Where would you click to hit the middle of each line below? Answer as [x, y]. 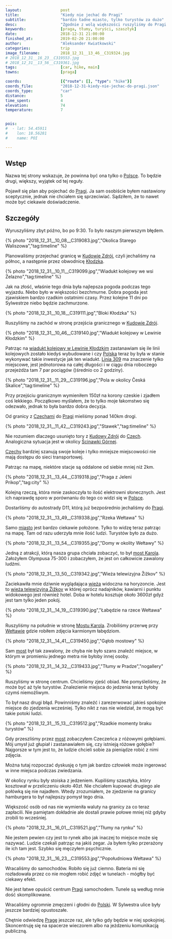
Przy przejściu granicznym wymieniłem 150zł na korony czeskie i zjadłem [83, 395]
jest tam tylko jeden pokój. [33, 600]
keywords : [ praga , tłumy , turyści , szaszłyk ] [71, 29]
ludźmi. [13, 564]
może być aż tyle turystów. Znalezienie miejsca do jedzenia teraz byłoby [82, 687]
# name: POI [22, 138]
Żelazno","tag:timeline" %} [33, 277]
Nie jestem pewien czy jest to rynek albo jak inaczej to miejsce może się [82, 838]
